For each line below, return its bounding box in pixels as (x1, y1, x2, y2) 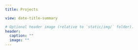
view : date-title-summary (5, 15, 58, 21)
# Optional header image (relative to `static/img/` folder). (5, 25, 134, 29)
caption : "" (9, 33, 34, 38)
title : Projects (5, 7, 38, 12)
